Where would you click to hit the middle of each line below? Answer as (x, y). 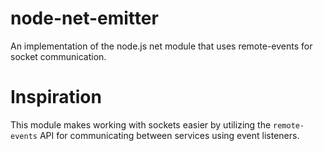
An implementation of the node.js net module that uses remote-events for (161, 46)
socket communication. (58, 56)
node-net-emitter (84, 18)
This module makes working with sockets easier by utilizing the (141, 124)
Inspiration (56, 97)
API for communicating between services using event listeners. (169, 135)
